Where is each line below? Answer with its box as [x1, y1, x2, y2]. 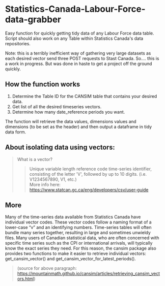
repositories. [5, 40, 31, 46]
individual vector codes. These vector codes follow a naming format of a [5, 219, 152, 225]
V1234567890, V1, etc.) [29, 176, 77, 182]
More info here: [29, 181, 61, 188]
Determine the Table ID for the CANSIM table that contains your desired [12, 93, 157, 99]
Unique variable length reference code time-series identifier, [29, 166, 152, 172]
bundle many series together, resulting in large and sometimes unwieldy [5, 230, 151, 236]
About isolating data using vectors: [5, 143, 115, 152]
